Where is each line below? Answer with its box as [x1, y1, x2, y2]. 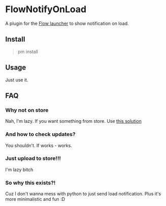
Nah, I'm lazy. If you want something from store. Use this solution [5, 118, 142, 124]
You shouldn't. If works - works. [5, 142, 72, 148]
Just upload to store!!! [5, 155, 61, 162]
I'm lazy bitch [5, 166, 34, 173]
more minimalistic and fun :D [5, 196, 65, 202]
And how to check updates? [5, 131, 76, 138]
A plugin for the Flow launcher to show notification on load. [5, 20, 129, 26]
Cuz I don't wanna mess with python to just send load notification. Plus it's [5, 191, 161, 197]
